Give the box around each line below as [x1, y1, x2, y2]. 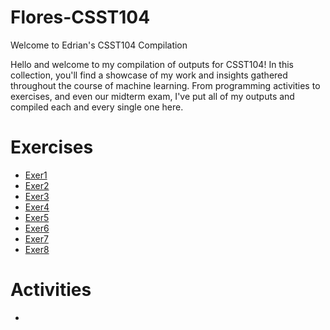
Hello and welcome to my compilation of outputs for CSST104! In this [10, 58, 294, 70]
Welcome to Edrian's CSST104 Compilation [10, 39, 188, 51]
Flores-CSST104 [10, 6, 151, 29]
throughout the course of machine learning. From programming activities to [10, 79, 321, 91]
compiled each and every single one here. [10, 101, 184, 113]
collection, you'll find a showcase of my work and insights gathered [10, 69, 288, 81]
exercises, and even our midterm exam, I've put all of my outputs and [10, 90, 295, 102]
